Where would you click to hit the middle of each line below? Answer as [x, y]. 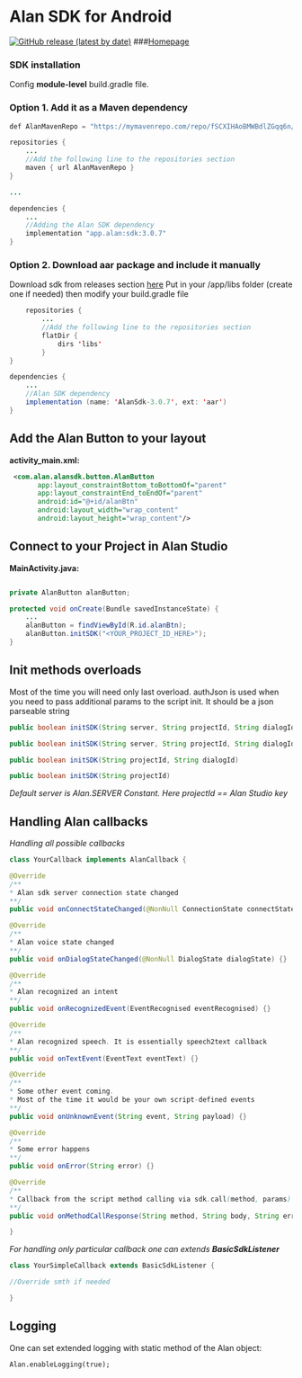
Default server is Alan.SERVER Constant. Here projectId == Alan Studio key [149, 793]
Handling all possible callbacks [67, 844]
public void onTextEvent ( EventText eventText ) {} [104, 1059]
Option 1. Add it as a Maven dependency [99, 108]
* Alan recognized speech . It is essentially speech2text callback [138, 1042]
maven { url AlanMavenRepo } [80, 168]
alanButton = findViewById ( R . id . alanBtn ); [106, 626]
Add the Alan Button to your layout [108, 438]
